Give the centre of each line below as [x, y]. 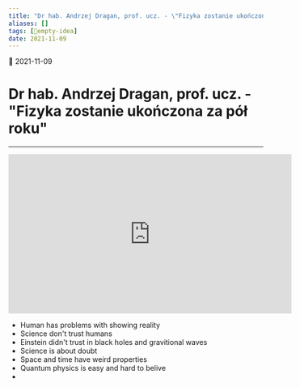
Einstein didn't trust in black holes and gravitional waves [114, 342]
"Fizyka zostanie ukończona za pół [128, 111]
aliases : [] [28, 23]
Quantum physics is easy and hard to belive [93, 368]
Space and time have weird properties [84, 359]
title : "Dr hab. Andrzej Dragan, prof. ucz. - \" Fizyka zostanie [120, 16]
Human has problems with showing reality [90, 325]
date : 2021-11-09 [38, 38]
